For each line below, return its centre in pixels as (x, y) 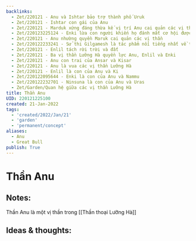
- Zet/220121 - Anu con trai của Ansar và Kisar (71, 60)
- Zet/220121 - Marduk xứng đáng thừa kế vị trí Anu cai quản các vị (97, 28)
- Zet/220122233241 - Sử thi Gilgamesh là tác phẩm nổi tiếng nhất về (99, 44)
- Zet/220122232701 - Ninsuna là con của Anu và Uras (78, 82)
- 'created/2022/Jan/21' (41, 115)
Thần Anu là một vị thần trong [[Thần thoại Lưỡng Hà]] (71, 212)
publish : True (23, 147)
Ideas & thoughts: (39, 230)
